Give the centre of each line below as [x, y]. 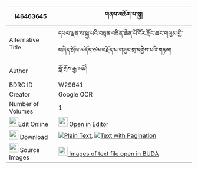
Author [19, 71]
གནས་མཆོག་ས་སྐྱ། [123, 14]
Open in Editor [89, 124]
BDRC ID [21, 85]
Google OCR [75, 95]
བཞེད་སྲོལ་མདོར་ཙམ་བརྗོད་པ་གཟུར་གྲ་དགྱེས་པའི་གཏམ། [115, 50]
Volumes [21, 111]
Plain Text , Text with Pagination [110, 135]
